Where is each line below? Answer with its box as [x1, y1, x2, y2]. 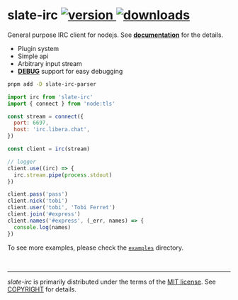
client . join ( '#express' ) [7, 211, 81, 218]
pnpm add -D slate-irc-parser [7, 80, 97, 88]
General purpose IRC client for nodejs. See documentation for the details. [7, 30, 224, 39]
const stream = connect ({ [7, 113, 84, 120]
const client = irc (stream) [7, 145, 91, 152]
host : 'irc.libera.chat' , [13, 126, 91, 133]
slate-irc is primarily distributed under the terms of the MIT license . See [7, 277, 216, 286]
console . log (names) [13, 223, 72, 230]
